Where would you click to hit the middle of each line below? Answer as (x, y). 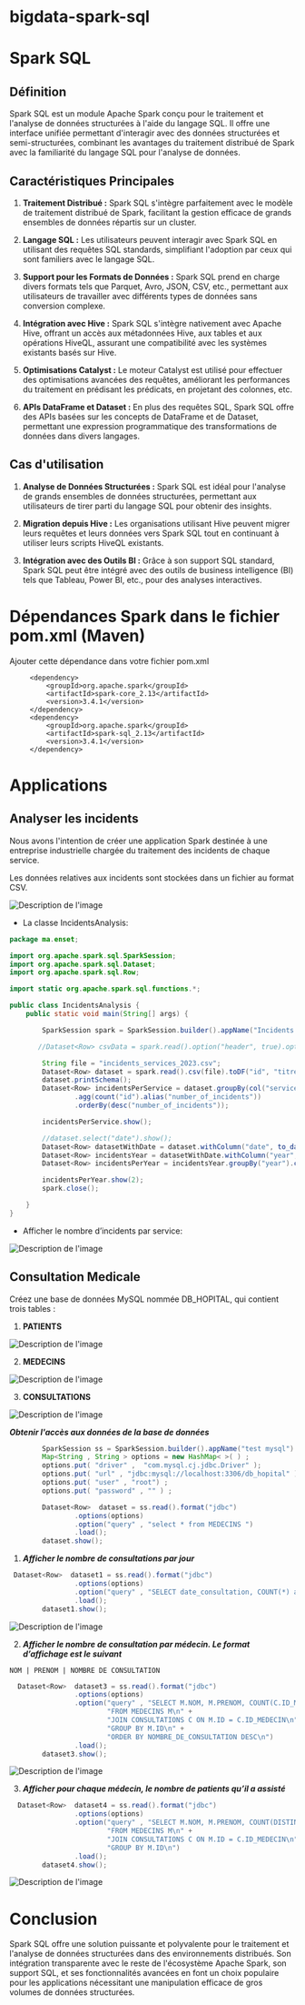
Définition (38, 91)
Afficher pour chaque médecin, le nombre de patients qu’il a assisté (154, 1788)
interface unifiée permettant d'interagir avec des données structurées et (144, 133)
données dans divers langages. (81, 436)
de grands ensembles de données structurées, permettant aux (139, 496)
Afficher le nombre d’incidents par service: (103, 1231)
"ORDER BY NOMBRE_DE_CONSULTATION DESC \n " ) (190, 1737)
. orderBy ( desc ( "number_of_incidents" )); (152, 1105)
